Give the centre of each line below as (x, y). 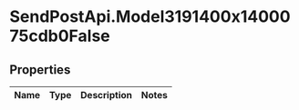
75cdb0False (60, 36)
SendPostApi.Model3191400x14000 (150, 17)
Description (106, 95)
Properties (40, 70)
